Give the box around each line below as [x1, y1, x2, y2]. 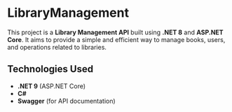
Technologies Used [7, 63, 93, 75]
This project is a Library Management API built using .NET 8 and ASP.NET [7, 28, 224, 36]
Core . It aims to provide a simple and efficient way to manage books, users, [7, 35, 226, 43]
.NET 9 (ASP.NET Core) [17, 82, 86, 90]
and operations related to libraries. [7, 43, 107, 51]
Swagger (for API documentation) [17, 97, 116, 105]
